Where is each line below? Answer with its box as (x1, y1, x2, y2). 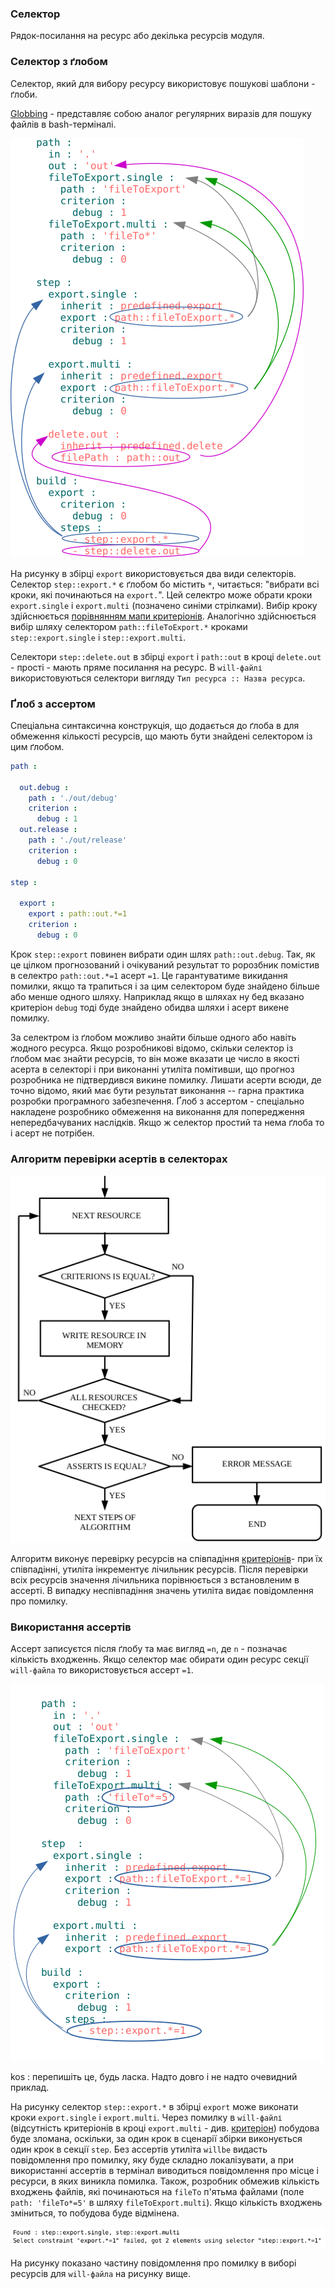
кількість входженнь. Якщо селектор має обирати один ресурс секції (10, 1653, 309, 1666)
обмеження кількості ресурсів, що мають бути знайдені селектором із (10, 730, 313, 742)
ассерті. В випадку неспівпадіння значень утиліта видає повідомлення (10, 1584, 314, 1596)
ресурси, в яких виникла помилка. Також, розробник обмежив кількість (10, 2175, 320, 2187)
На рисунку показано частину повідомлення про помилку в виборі (10, 2257, 297, 2269)
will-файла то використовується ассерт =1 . (10, 1664, 194, 1676)
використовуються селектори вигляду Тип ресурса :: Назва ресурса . (10, 672, 306, 684)
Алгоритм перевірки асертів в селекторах (10, 1152, 228, 1166)
